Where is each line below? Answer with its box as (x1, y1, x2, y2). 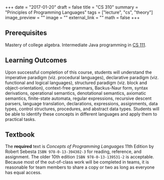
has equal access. (5, 170, 42, 176)
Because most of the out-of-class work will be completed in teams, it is (5, 159, 149, 165)
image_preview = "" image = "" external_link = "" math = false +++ (5, 15, 140, 20)
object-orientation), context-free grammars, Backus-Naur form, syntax (5, 85, 148, 90)
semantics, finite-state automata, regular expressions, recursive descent (5, 95, 152, 101)
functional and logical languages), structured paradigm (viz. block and (5, 80, 147, 86)
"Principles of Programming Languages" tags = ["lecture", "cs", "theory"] (5, 9, 153, 15)
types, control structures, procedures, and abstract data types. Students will (5, 106, 160, 112)
